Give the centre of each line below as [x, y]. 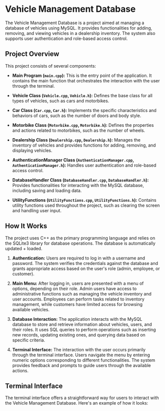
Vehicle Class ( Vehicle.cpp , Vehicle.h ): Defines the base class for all [82, 95]
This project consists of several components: [51, 66]
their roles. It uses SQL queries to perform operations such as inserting [84, 330]
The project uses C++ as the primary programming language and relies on [80, 238]
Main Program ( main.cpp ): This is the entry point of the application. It [82, 75]
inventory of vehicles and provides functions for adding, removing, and [84, 145]
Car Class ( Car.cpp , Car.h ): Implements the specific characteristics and [84, 110]
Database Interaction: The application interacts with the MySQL [77, 319]
